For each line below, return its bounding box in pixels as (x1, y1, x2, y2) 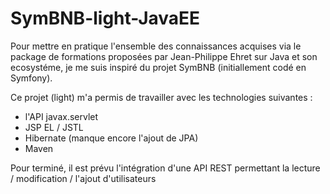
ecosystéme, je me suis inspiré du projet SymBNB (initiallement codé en (10, 61, 307, 73)
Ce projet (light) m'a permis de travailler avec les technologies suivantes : (10, 91, 313, 103)
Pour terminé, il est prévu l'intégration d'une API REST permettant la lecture (10, 162, 321, 174)
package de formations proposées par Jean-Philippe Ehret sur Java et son (10, 50, 318, 62)
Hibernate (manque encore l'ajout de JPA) (24, 132, 199, 144)
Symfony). (10, 72, 53, 84)
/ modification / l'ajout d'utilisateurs (10, 172, 157, 184)
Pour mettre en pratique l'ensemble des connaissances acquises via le (10, 40, 302, 52)
